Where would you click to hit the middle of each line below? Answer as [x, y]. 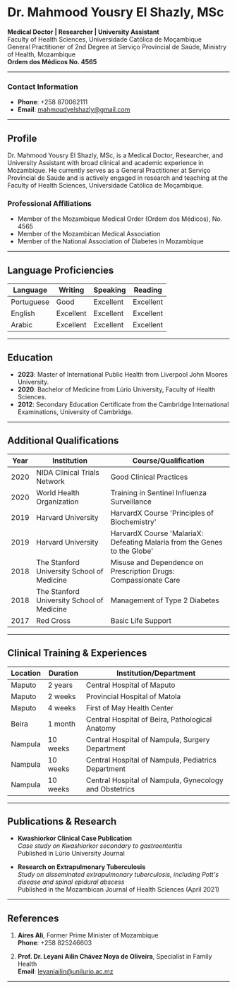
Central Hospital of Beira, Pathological [149, 719]
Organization [57, 502]
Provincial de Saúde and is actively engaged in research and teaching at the [117, 178]
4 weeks [62, 708]
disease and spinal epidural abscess [71, 882]
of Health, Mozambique [42, 54]
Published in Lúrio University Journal [71, 854]
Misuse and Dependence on [157, 562]
